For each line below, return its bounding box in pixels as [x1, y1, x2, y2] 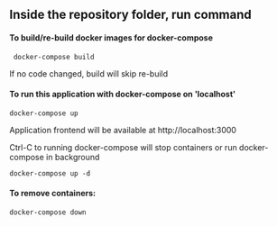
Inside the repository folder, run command [9, 7, 252, 23]
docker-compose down [9, 208, 88, 217]
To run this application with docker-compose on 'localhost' [9, 89, 236, 100]
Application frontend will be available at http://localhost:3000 [9, 124, 237, 135]
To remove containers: [9, 188, 97, 199]
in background [46, 151, 100, 162]
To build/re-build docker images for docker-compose [9, 32, 214, 43]
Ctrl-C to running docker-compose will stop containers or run [9, 141, 237, 152]
